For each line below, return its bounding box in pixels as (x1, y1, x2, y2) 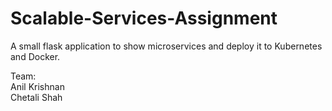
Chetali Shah (10, 91, 63, 103)
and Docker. (10, 50, 61, 62)
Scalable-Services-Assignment (10, 7, 278, 30)
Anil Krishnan (10, 80, 65, 92)
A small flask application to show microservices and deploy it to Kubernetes (10, 40, 323, 52)
